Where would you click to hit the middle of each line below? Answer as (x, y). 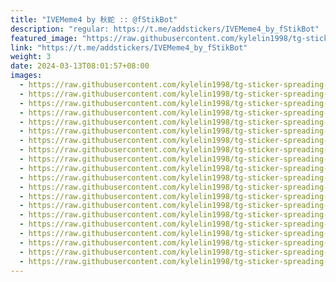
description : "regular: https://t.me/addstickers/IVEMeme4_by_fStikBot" (165, 29)
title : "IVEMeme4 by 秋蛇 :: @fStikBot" (94, 19)
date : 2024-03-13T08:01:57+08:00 (80, 66)
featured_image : (44, 38)
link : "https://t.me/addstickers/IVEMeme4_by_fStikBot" (129, 47)
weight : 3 (31, 57)
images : (26, 76)
